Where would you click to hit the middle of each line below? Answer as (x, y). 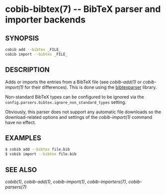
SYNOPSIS (22, 38)
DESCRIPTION (27, 70)
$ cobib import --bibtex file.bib (41, 154)
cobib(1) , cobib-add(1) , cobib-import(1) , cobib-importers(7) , (66, 182)
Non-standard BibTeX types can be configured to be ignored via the (75, 97)
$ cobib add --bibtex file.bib (38, 150)
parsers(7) (16, 187)
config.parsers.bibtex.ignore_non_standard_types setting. (66, 102)
